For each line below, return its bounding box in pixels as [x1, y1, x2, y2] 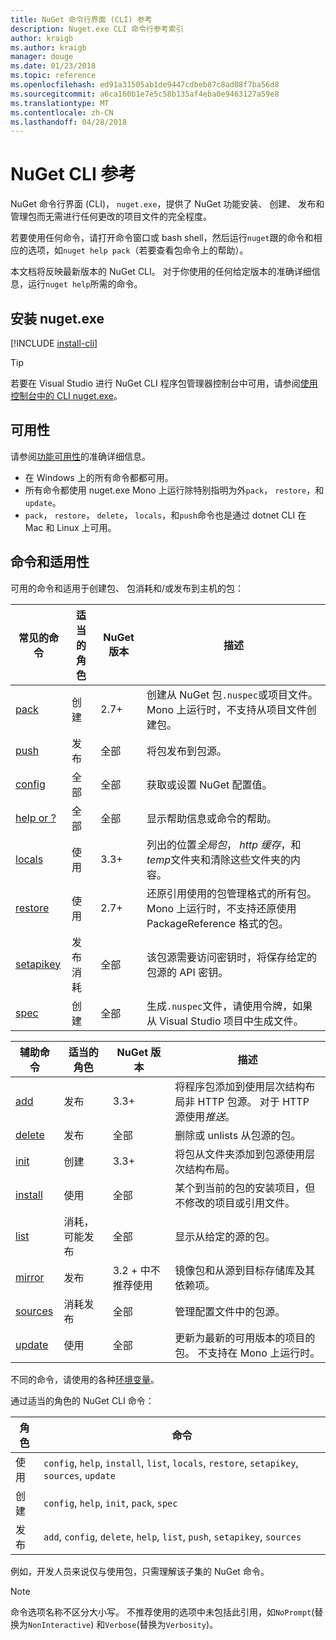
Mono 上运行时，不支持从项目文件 [146, 702, 307, 716]
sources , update [43, 1468, 117, 1482]
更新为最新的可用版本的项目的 [174, 1331, 316, 1345]
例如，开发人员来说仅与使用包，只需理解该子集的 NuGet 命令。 [10, 1565, 270, 1577]
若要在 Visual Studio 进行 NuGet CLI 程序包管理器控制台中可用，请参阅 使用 [10, 377, 318, 389]
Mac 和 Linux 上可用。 [24, 521, 117, 533]
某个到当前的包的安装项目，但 [174, 1181, 316, 1195]
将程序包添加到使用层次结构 [174, 1079, 306, 1093]
